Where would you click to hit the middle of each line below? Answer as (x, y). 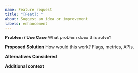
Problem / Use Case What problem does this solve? (58, 37)
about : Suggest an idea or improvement (47, 19)
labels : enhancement (27, 23)
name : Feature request (29, 10)
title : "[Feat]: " (24, 14)
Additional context (25, 66)
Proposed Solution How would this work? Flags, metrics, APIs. (69, 47)
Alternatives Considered (31, 57)
